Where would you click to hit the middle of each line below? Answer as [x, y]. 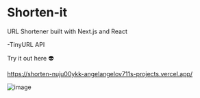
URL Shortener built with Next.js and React [67, 31]
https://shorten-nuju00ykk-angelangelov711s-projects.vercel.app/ [100, 73]
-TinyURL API [26, 44]
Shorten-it [37, 13]
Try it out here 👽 [30, 58]
